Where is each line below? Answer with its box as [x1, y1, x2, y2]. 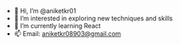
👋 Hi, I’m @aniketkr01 [13, 7, 77, 15]
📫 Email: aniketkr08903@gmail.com [13, 30, 122, 38]
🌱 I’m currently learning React [13, 22, 101, 30]
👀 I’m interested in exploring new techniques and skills [13, 14, 173, 22]
